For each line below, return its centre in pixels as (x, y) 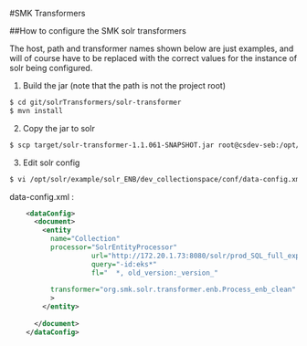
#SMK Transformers (48, 13)
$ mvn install (37, 110)
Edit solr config (51, 163)
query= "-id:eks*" (124, 264)
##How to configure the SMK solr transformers (98, 31)
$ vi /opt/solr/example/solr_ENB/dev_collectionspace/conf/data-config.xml (157, 179)
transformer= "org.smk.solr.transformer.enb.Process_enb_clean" (173, 290)
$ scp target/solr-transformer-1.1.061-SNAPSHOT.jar (112, 145)
